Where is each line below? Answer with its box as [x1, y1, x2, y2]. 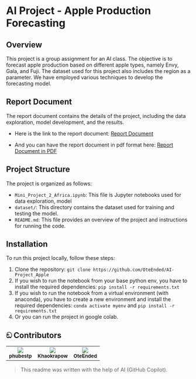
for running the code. [14, 222, 66, 229]
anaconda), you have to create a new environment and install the [14, 296, 171, 303]
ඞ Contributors [6, 330, 62, 340]
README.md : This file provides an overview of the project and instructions [14, 216, 188, 223]
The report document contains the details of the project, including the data [6, 112, 186, 119]
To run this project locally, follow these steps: [6, 255, 115, 262]
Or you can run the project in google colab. [14, 314, 119, 321]
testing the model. [14, 210, 59, 217]
